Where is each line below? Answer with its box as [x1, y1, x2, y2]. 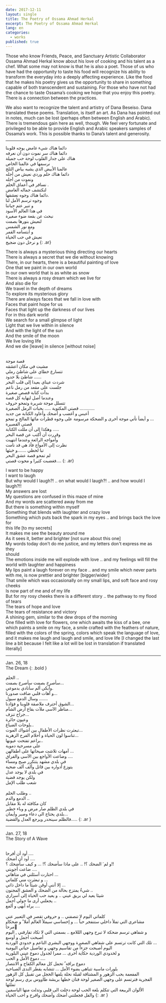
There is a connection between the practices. [5, 95, 98, 101]
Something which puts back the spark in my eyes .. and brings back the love [5, 514, 161, 520]
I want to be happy [5, 467, 44, 473]
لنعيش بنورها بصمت [5, 218, 42, 224]
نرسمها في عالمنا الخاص [5, 160, 51, 166]
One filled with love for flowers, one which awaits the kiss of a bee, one [5, 619, 151, 625]
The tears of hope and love [5, 603, 61, 610]
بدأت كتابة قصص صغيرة [5, 389, 49, 395]
